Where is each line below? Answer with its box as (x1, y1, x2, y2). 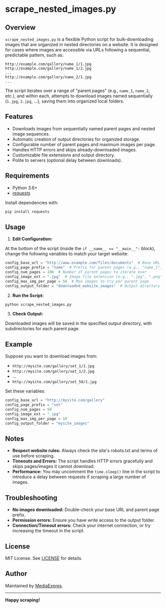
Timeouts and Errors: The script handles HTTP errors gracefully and (12, 458, 153, 464)
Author (5, 569, 27, 578)
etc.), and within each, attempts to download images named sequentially (5, 93, 153, 99)
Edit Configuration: (12, 236, 53, 242)
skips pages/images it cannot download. (12, 463, 95, 469)
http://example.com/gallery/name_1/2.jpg (5, 66, 92, 71)
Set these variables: (5, 388, 46, 394)
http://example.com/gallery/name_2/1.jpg (5, 75, 92, 80)
